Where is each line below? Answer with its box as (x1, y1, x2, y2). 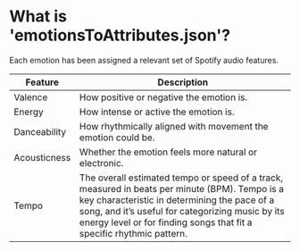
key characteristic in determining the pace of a (79, 194, 275, 206)
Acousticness (13, 151, 71, 163)
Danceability (13, 125, 67, 138)
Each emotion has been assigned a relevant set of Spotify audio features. (9, 54, 279, 65)
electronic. (79, 156, 124, 169)
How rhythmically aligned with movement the (79, 120, 269, 132)
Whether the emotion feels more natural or (79, 146, 257, 158)
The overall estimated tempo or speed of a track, (79, 172, 284, 184)
